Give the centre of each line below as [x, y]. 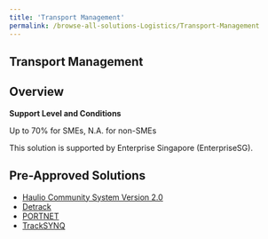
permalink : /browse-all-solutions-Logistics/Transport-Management [134, 26]
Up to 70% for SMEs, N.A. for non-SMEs [83, 131]
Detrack [36, 206]
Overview [37, 92]
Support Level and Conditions [65, 113]
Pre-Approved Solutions [78, 175]
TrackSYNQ [43, 225]
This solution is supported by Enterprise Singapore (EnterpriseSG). [131, 147]
